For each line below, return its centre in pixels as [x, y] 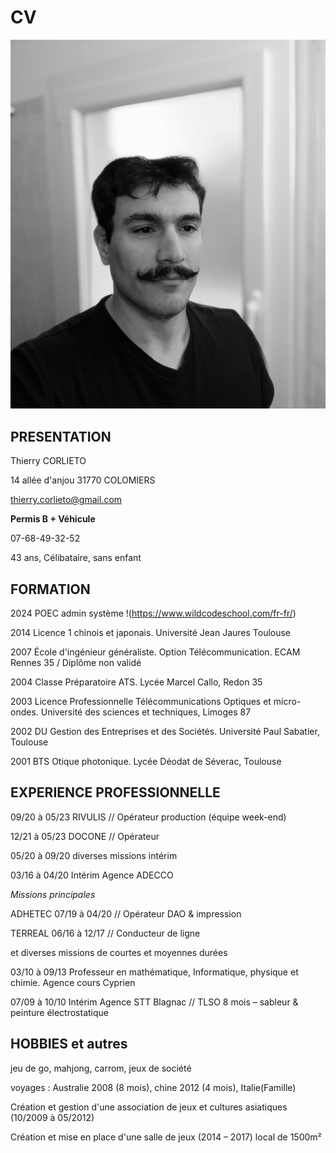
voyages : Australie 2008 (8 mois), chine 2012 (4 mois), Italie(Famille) [153, 1087]
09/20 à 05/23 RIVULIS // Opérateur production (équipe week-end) [148, 817]
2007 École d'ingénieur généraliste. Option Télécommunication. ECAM [155, 652]
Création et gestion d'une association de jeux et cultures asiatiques [149, 1107]
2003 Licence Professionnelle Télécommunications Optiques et [141, 702]
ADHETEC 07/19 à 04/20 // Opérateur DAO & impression [126, 913]
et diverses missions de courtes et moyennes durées [119, 952]
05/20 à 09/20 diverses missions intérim [94, 855]
